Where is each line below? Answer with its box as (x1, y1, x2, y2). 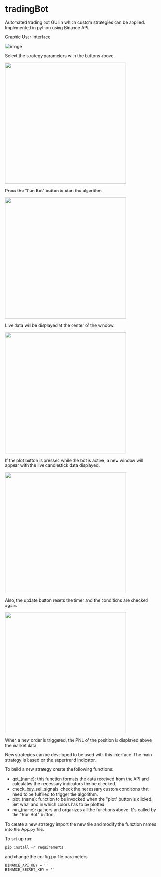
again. (5, 602, 18, 608)
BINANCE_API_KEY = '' (5, 863, 49, 868)
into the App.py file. (5, 826, 44, 832)
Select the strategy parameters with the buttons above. (5, 52, 115, 59)
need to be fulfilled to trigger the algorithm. (12, 791, 98, 797)
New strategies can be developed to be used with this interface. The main (5, 751, 152, 757)
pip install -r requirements (5, 845, 64, 850)
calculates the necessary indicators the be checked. (12, 781, 117, 786)
